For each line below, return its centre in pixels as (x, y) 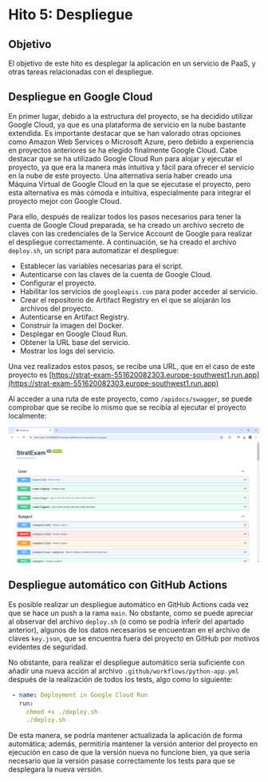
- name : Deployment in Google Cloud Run (80, 695)
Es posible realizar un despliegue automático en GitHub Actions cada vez (129, 604)
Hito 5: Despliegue (71, 15)
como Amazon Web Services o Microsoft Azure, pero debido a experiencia (131, 141)
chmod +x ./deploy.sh (62, 712)
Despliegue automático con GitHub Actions (118, 585)
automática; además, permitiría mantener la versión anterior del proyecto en (133, 744)
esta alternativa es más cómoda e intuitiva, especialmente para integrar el (130, 193)
